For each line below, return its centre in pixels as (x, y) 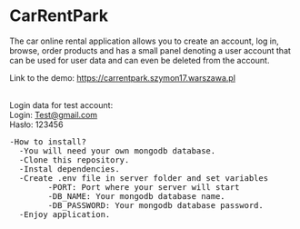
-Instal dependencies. (69, 169)
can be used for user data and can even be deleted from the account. (140, 60)
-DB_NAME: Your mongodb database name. (136, 196)
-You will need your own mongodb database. (117, 150)
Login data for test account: (61, 105)
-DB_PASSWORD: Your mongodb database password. (155, 205)
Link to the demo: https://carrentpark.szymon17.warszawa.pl (123, 77)
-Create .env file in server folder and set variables (144, 178)
